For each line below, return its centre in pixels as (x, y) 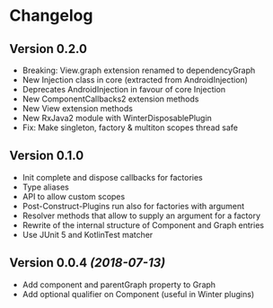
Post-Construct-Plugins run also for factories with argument (133, 206)
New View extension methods (77, 108)
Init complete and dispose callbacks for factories (113, 177)
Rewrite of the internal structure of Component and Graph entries (143, 224)
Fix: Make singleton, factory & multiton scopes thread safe (130, 128)
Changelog (51, 16)
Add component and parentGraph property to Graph (119, 285)
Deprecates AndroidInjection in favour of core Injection (124, 89)
